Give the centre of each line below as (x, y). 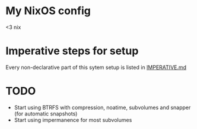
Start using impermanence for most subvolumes (73, 120)
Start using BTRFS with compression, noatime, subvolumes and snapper (102, 107)
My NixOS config (48, 11)
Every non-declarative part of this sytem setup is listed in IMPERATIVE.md (96, 67)
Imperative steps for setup (72, 51)
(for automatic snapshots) (46, 114)
